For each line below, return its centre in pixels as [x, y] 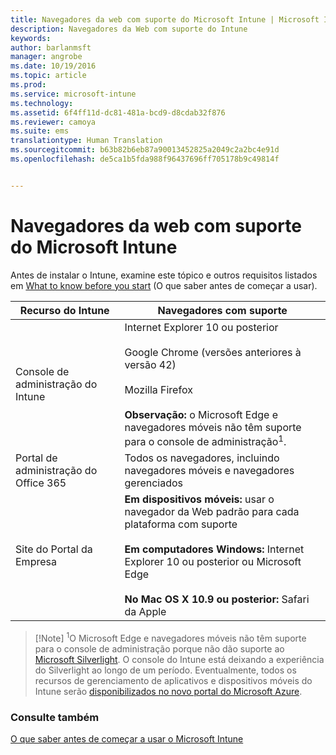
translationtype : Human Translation [86, 141]
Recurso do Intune [64, 310]
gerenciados [153, 483]
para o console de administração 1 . [205, 440]
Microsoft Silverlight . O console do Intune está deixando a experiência [179, 659]
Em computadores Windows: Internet [214, 549]
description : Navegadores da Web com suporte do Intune [129, 29]
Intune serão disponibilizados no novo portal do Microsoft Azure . [168, 691]
